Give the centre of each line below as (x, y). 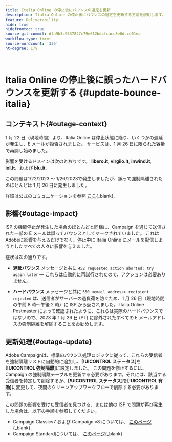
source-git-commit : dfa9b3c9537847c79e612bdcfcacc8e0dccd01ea (73, 34)
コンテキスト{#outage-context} (56, 124)
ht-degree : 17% (21, 48)
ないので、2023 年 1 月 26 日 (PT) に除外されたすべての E (78, 318)
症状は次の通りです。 (28, 257)
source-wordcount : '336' (32, 44)
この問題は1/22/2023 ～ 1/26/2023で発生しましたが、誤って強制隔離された (84, 178)
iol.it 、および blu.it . (26, 168)
